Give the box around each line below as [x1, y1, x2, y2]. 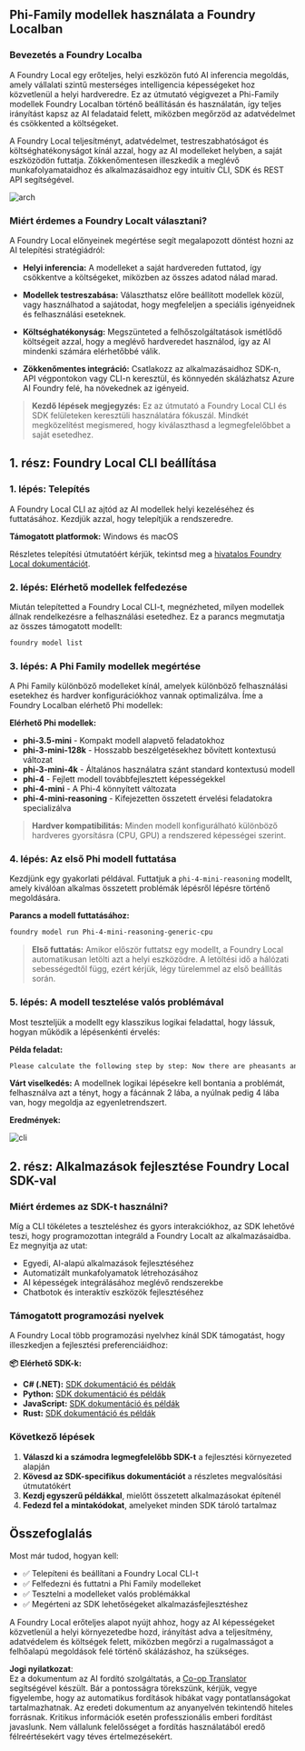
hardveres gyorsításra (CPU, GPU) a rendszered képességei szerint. [31, 830, 287, 841]
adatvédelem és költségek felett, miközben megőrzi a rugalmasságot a [9, 1636, 274, 1646]
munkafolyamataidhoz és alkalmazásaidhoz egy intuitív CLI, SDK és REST [9, 164, 284, 175]
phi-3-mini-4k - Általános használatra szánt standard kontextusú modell [22, 764, 295, 775]
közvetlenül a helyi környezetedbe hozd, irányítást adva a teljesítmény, [9, 1626, 273, 1637]
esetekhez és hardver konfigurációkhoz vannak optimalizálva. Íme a [9, 690, 263, 701]
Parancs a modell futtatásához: [9, 910, 130, 921]
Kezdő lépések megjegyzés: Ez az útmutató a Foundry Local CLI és [31, 400, 288, 411]
